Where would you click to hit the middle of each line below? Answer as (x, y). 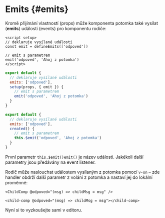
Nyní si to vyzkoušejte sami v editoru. (44, 210)
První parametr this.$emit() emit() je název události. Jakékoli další (74, 157)
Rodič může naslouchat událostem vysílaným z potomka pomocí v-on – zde (82, 172)
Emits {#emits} (37, 9)
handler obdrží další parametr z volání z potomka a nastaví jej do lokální (79, 177)
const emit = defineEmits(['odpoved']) (47, 46)
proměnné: (16, 182)
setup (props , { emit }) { (37, 87)
